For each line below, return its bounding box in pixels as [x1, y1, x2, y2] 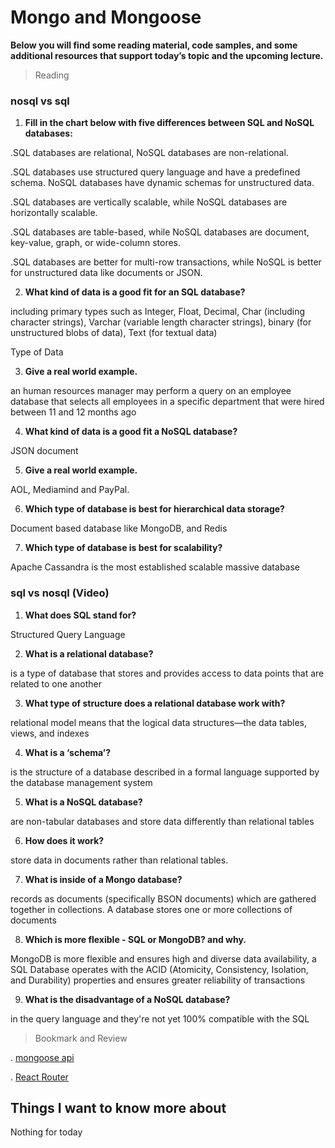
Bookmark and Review [34, 1032, 128, 1044]
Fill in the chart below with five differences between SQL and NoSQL [24, 117, 315, 129]
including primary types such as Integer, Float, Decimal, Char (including [10, 306, 306, 318]
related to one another [10, 677, 102, 690]
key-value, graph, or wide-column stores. [10, 237, 182, 249]
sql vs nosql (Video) [10, 586, 110, 600]
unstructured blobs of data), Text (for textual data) [10, 327, 218, 339]
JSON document [10, 445, 79, 457]
